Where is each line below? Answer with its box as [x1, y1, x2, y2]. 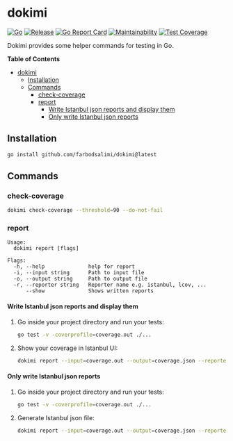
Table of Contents [7, 54, 61, 63]
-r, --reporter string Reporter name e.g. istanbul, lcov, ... [13, 281, 207, 289]
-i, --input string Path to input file [13, 269, 145, 276]
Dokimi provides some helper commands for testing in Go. [7, 41, 174, 49]
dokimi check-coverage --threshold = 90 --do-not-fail [7, 207, 163, 214]
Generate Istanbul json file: [17, 413, 95, 422]
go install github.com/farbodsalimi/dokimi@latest [7, 151, 157, 158]
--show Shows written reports [25, 288, 154, 294]
